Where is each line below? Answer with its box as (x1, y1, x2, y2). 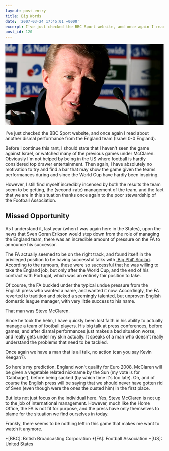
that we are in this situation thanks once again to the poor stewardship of (5, 192, 156, 198)
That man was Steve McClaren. (5, 308, 70, 314)
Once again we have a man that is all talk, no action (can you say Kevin (5, 349, 152, 355)
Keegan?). (5, 354, 27, 360)
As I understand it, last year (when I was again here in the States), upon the (5, 225, 161, 231)
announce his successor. (5, 241, 57, 247)
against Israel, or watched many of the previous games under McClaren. (5, 150, 155, 156)
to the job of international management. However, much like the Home (5, 400, 150, 406)
